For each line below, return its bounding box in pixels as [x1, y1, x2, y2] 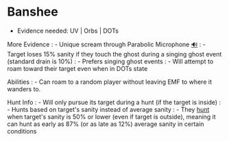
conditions [7, 127, 37, 135]
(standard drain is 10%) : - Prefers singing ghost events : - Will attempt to [7, 57, 214, 65]
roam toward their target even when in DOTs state [7, 64, 148, 72]
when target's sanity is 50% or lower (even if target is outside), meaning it [7, 112, 216, 121]
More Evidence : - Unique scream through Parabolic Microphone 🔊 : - [7, 40, 206, 48]
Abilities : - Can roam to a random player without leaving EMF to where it [7, 78, 213, 86]
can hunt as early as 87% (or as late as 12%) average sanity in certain [7, 120, 204, 128]
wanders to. [7, 84, 41, 93]
